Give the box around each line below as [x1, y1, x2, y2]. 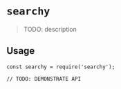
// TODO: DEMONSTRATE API [6, 75, 81, 82]
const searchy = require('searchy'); [6, 63, 115, 70]
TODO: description [23, 25, 77, 33]
